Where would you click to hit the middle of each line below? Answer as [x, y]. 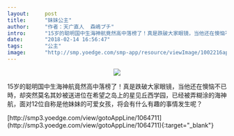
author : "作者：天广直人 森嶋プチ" [61, 27]
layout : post [32, 14]
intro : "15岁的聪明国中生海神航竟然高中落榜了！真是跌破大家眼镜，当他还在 [111, 33]
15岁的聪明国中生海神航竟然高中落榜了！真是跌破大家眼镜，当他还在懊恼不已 [117, 86]
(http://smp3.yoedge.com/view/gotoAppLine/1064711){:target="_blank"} [111, 125]
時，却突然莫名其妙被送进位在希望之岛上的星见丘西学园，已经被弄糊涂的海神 [117, 95]
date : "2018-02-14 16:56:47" [59, 40]
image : [17, 53]
